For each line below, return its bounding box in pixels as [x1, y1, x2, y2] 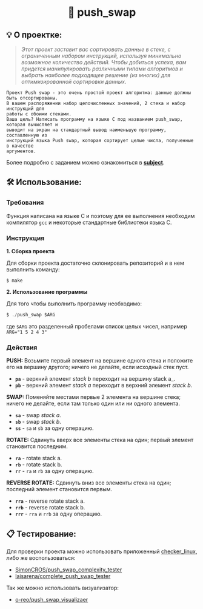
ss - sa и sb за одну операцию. [15, 424, 94, 432]
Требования [6, 199, 44, 207]
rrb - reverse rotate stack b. [15, 504, 85, 511]
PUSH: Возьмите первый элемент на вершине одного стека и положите [6, 357, 193, 364]
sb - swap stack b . [15, 418, 62, 426]
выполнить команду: [6, 265, 60, 273]
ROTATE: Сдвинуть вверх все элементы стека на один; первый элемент [6, 437, 194, 444]
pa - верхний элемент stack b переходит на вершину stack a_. [15, 375, 176, 383]
